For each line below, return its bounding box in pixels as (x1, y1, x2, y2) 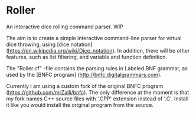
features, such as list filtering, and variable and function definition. (6, 53, 168, 60)
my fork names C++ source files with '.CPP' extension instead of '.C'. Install (6, 95, 189, 102)
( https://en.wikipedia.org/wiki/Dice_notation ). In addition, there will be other (6, 47, 190, 54)
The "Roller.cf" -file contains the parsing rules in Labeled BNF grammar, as (6, 64, 188, 71)
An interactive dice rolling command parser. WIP (6, 23, 124, 30)
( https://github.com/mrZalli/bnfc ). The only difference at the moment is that (6, 89, 190, 96)
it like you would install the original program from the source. (6, 101, 153, 108)
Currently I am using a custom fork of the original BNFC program (6, 82, 164, 89)
